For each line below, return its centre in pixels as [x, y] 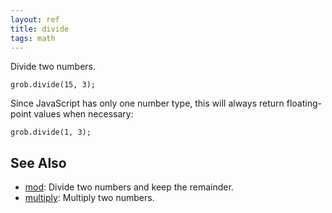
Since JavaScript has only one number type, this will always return [147, 103]
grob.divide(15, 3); [53, 85]
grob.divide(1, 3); [51, 132]
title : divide [40, 29]
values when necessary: [83, 114]
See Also [38, 162]
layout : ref [35, 19]
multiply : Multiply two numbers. [89, 198]
